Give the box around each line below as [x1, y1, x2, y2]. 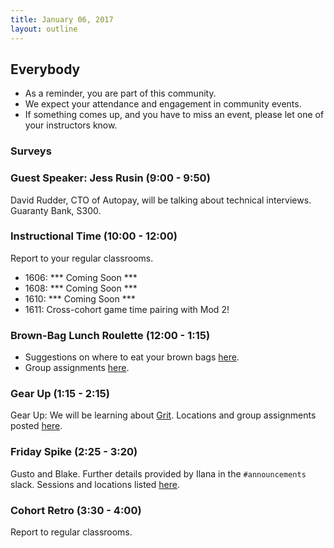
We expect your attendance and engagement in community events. [24, 98, 302, 110]
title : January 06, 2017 [10, 14, 114, 25]
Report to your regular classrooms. [10, 252, 154, 264]
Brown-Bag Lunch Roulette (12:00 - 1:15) [10, 328, 211, 342]
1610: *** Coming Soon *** [24, 292, 136, 305]
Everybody [10, 61, 81, 78]
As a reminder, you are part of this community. [24, 87, 217, 100]
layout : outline [10, 24, 78, 34]
